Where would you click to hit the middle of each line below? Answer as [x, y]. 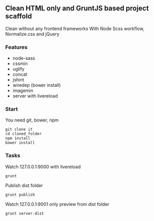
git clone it [19, 130]
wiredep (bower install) [36, 85]
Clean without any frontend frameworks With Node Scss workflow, [75, 28]
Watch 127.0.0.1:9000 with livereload [43, 167]
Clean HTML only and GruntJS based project [77, 8]
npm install [18, 138]
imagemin [23, 90]
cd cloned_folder [24, 134]
